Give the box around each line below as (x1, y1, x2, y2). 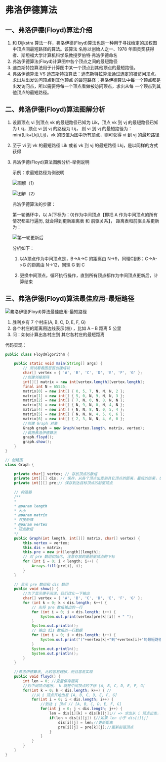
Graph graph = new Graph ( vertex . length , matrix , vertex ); (23, 426, 145, 431)
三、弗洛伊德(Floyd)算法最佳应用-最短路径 (5, 294, 134, 303)
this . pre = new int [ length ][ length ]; (23, 549, 100, 555)
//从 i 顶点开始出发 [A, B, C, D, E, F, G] (31, 692, 118, 698)
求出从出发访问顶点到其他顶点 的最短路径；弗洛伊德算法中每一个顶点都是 (12, 77, 161, 83)
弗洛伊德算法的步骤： (12, 201, 56, 207)
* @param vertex (14, 522, 48, 527)
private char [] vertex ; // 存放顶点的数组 (14, 471, 98, 476)
